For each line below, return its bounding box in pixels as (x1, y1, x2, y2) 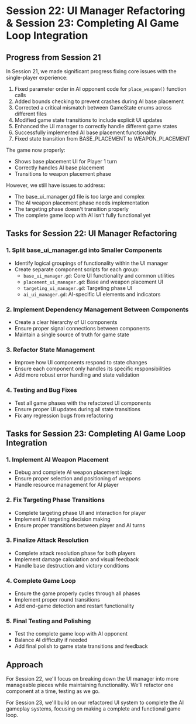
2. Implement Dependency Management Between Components (6, 305, 189, 313)
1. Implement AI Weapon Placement (6, 455, 109, 463)
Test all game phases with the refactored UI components (14, 399, 152, 407)
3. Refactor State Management (6, 346, 95, 354)
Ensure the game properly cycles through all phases (14, 590, 140, 597)
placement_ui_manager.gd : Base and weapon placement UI (23, 278, 164, 285)
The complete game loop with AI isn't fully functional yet (14, 212, 151, 218)
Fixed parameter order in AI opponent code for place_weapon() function (14, 86, 187, 92)
